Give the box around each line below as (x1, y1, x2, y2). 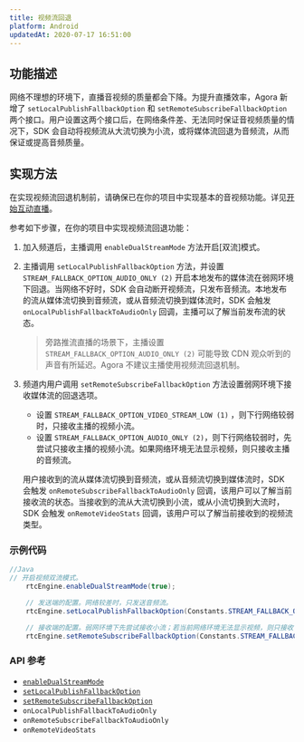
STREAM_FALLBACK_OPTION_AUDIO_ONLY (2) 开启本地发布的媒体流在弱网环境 (22, 273, 294, 283)
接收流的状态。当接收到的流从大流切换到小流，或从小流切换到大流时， (22, 496, 285, 507)
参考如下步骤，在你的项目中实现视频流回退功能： (9, 223, 192, 233)
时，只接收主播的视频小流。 (35, 420, 140, 431)
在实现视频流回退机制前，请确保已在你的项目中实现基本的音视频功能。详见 (9, 192, 287, 202)
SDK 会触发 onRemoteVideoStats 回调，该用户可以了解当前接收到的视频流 (22, 508, 293, 518)
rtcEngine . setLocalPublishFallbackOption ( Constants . (25, 606, 229, 616)
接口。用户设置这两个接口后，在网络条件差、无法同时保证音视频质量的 (24, 114, 287, 125)
